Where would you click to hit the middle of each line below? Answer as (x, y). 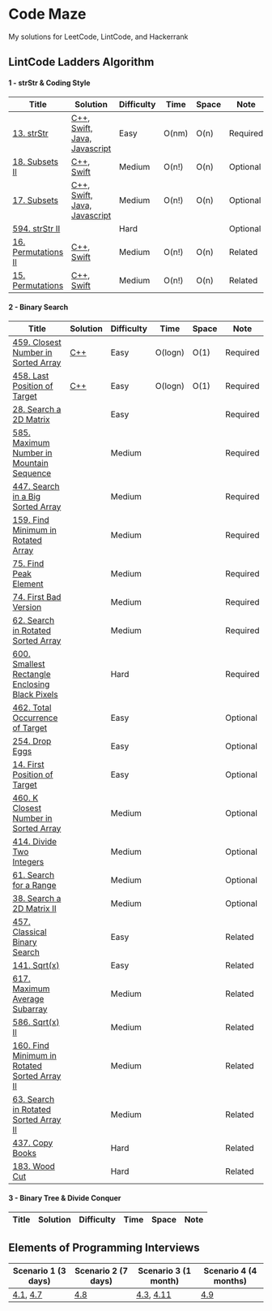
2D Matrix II (34, 908)
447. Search (36, 486)
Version (27, 607)
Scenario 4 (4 (230, 1270)
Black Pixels (35, 694)
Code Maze (47, 14)
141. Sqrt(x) (36, 965)
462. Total (32, 707)
